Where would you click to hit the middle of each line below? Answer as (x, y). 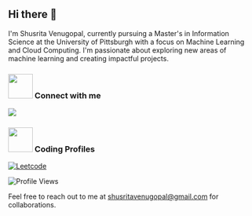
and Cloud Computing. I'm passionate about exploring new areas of (117, 50)
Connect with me (68, 95)
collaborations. (32, 205)
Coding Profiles (65, 149)
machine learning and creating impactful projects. (88, 58)
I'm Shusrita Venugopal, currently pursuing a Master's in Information (119, 33)
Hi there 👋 (33, 15)
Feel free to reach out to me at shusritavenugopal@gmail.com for (113, 196)
